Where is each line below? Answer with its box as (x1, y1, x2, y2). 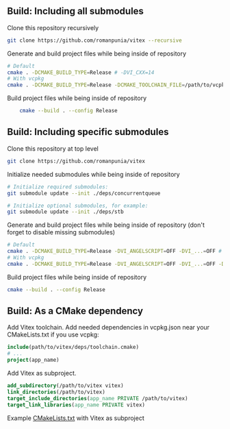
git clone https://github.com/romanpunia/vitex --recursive (7, 37, 183, 44)
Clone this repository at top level (7, 144, 99, 153)
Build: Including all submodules (7, 5, 144, 17)
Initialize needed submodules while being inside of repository (7, 170, 180, 178)
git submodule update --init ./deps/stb (7, 208, 125, 215)
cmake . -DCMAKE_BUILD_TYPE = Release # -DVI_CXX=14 (7, 69, 155, 76)
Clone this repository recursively (7, 23, 99, 32)
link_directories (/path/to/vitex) (7, 389, 106, 395)
